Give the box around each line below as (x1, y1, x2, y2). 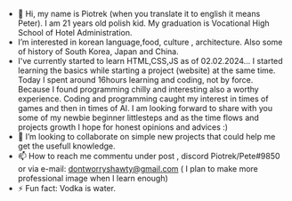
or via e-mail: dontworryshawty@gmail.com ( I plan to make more (17, 164, 258, 173)
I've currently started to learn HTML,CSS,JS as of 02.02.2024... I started (17, 56, 283, 66)
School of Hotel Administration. (17, 28, 133, 37)
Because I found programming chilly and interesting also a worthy (17, 84, 260, 94)
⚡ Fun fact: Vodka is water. (17, 183, 116, 193)
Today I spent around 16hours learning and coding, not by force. (17, 75, 254, 84)
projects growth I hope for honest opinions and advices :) (17, 122, 229, 133)
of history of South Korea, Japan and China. (17, 46, 180, 57)
